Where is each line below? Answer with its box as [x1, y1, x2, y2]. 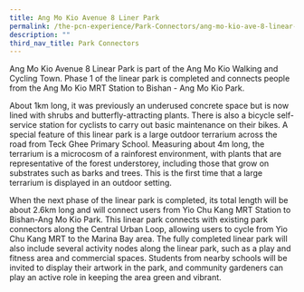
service [9, 120, 38, 131]
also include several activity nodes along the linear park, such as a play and [9, 243, 291, 254]
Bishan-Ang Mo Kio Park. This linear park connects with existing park [9, 214, 269, 225]
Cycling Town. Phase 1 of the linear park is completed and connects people [9, 73, 290, 84]
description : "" [9, 30, 71, 39]
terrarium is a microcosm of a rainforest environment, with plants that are [9, 149, 282, 160]
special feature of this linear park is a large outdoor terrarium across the [9, 129, 278, 141]
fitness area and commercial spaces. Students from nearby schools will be [9, 253, 288, 264]
